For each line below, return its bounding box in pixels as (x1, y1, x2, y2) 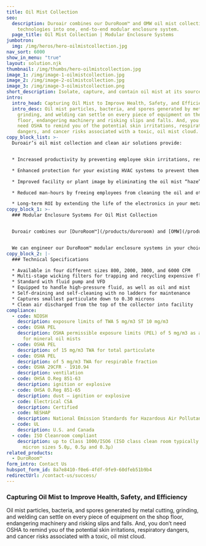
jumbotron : (6, 37, 34, 44)
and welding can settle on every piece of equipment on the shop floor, (6, 513, 184, 521)
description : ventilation (17, 370, 84, 376)
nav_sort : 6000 (6, 49, 45, 55)
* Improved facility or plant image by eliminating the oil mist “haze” (12, 178, 202, 184)
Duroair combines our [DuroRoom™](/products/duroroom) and (12, 229, 166, 235)
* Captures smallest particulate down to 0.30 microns (12, 295, 155, 302)
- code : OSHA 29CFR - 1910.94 (12, 364, 89, 371)
